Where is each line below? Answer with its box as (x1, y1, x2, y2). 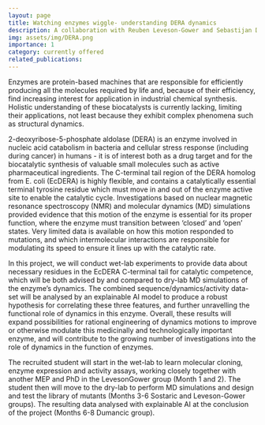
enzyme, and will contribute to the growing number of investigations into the (8, 334, 256, 343)
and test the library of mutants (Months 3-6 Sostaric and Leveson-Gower (8, 391, 246, 401)
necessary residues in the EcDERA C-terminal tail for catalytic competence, (8, 267, 254, 276)
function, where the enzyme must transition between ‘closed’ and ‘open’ (8, 218, 243, 227)
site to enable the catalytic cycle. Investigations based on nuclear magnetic (8, 192, 253, 202)
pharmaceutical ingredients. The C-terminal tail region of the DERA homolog (8, 167, 256, 177)
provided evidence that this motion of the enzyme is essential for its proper (8, 210, 252, 219)
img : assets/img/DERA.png (8, 33, 93, 42)
